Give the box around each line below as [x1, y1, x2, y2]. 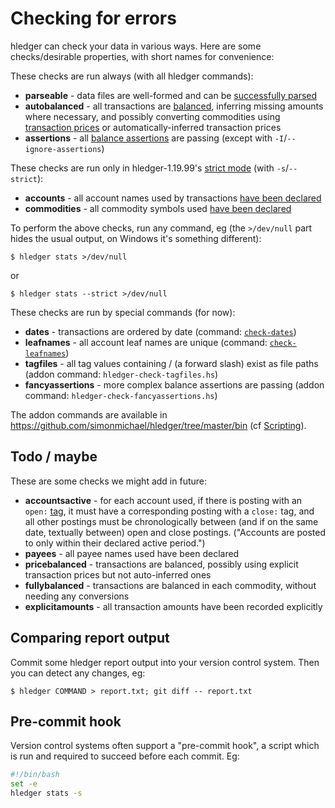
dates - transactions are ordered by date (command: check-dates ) [24, 325, 297, 337]
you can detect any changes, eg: [10, 667, 146, 679]
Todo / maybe [10, 448, 98, 466]
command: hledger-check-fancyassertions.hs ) [24, 389, 218, 401]
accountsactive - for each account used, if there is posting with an [24, 494, 303, 506]
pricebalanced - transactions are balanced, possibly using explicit [24, 558, 299, 570]
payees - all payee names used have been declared [24, 547, 240, 559]
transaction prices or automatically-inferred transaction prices [24, 121, 282, 133]
